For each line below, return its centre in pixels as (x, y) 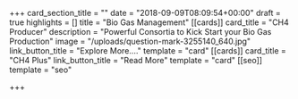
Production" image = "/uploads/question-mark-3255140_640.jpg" (130, 41)
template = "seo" (41, 70)
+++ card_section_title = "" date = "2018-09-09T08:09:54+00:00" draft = (145, 13)
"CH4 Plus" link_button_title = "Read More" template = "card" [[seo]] (136, 60)
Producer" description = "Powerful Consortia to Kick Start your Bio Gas (140, 32)
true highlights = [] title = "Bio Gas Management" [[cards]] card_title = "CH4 (149, 22)
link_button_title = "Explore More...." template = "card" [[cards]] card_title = (148, 51)
